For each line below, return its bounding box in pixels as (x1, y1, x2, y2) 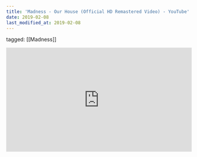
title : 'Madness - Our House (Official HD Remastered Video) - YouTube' (6, 8, 190, 15)
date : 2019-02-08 (6, 14, 49, 20)
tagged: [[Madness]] (6, 36, 57, 43)
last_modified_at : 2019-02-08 (6, 20, 81, 25)
